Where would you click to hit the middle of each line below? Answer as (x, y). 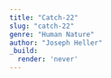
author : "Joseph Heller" (56, 43)
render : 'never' (48, 59)
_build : (24, 51)
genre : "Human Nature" (52, 34)
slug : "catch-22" (42, 26)
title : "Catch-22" (44, 17)
